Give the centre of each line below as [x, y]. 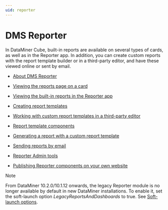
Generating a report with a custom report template [66, 136]
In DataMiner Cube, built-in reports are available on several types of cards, [84, 50]
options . [30, 202]
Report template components [44, 126]
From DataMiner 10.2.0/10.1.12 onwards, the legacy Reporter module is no [83, 185]
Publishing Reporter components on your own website [70, 165]
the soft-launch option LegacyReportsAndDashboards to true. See [76, 196]
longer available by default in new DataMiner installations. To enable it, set [84, 191]
